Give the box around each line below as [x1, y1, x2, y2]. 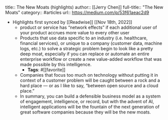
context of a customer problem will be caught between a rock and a [20, 77, 160, 83]
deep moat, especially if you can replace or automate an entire [20, 51, 149, 57]
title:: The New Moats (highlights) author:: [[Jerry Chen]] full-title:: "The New [5, 4, 163, 10]
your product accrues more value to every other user [20, 30, 130, 35]
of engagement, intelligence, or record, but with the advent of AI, [20, 99, 154, 104]
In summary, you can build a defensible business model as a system [20, 93, 161, 99]
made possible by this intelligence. [20, 62, 92, 67]
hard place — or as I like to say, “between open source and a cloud [20, 83, 158, 89]
